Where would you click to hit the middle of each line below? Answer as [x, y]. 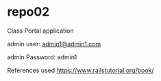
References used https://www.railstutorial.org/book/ [80, 70]
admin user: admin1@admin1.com [54, 44]
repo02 [28, 12]
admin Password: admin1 [42, 57]
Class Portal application [40, 31]
